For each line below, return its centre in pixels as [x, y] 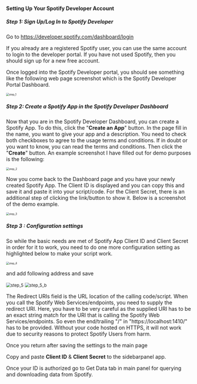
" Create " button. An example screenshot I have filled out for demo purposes [98, 153]
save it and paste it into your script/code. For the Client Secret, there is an [96, 191]
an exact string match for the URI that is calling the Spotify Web [83, 315]
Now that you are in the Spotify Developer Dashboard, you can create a [93, 122]
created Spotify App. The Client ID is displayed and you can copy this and [95, 185]
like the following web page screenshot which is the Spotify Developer [91, 78]
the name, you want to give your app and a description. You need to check [96, 134]
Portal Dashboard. [28, 84]
